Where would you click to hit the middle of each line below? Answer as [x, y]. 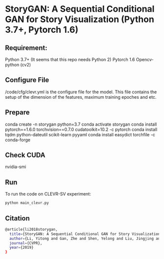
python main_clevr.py [27, 203]
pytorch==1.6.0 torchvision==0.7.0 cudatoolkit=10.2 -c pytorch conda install [81, 129]
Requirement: [26, 48]
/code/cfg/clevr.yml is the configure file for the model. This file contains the [81, 92]
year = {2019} [22, 248]
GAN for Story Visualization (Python [80, 19]
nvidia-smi [16, 167]
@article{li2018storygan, [31, 229]
